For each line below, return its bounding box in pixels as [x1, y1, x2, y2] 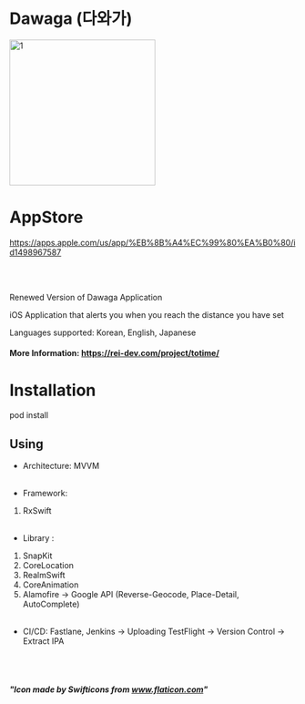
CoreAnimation [22, 579, 79, 590]
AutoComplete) [22, 598, 80, 610]
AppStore [9, 207, 84, 228]
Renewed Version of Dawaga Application [9, 291, 163, 302]
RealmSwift [22, 570, 66, 581]
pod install [9, 410, 48, 421]
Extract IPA [22, 636, 65, 647]
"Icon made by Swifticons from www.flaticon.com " [9, 684, 208, 695]
